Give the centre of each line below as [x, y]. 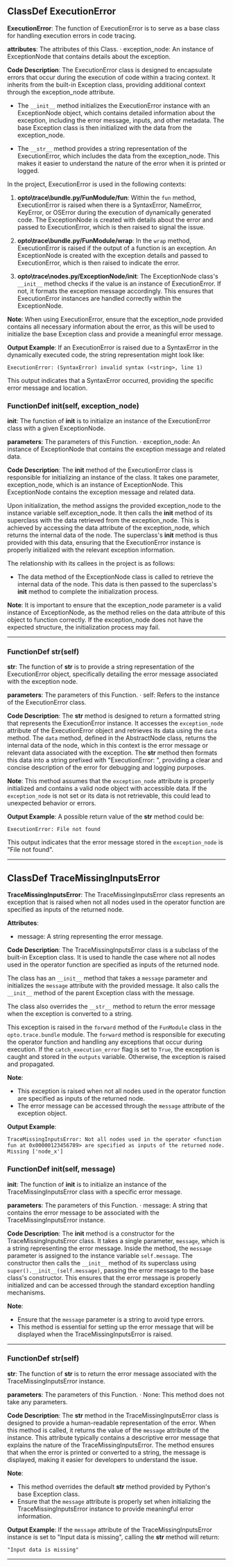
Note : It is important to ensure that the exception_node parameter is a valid [114, 605]
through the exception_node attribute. [61, 92]
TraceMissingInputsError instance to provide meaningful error [105, 1509]
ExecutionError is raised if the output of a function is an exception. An [116, 248]
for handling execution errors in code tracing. [72, 35]
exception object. [42, 1113]
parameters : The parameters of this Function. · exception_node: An [104, 442]
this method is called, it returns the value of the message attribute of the [108, 1430]
